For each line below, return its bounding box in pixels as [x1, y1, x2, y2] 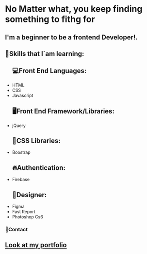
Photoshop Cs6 [12, 214, 44, 220]
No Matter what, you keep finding [5, 3, 143, 15]
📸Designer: [12, 191, 47, 199]
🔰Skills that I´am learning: [5, 50, 84, 58]
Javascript [12, 92, 33, 98]
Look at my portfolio [5, 241, 67, 249]
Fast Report [12, 209, 35, 215]
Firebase [12, 177, 30, 182]
